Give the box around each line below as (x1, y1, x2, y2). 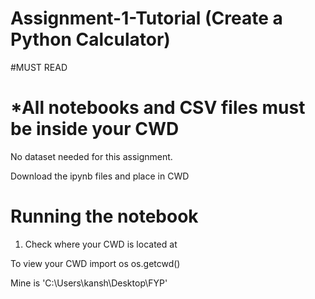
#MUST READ (10, 61, 68, 73)
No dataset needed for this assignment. (10, 150, 173, 162)
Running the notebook (10, 205, 199, 228)
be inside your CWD (10, 118, 180, 141)
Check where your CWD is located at (24, 238, 178, 250)
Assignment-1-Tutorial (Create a (10, 7, 283, 30)
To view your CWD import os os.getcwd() (10, 257, 181, 269)
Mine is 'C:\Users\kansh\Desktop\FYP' (10, 277, 168, 289)
